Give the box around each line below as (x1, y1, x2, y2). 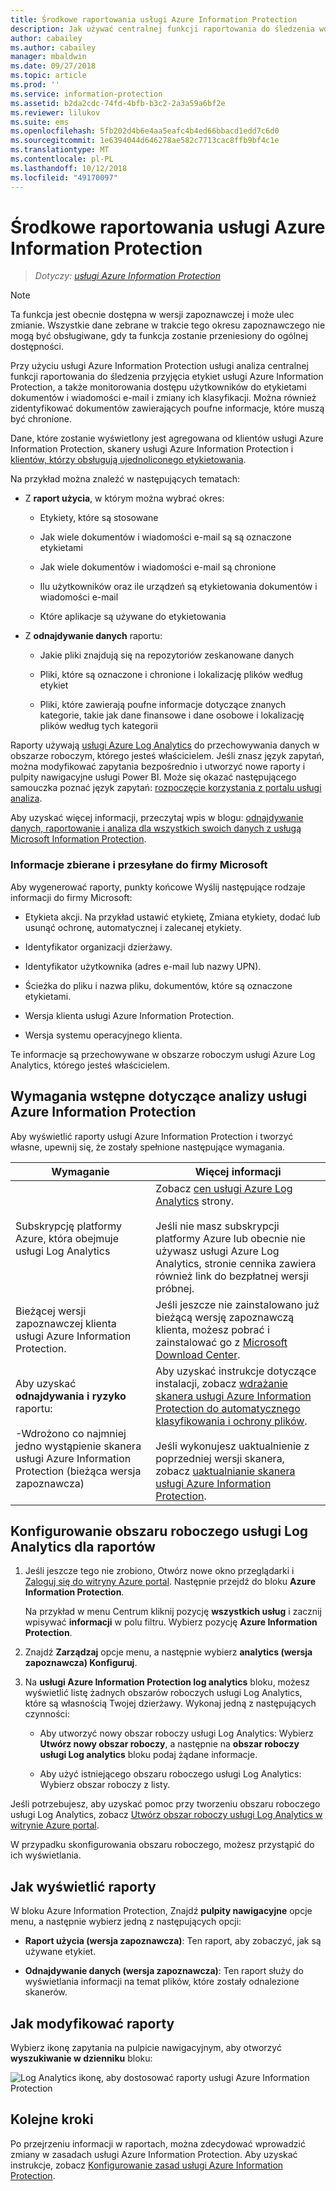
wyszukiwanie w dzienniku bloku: (10, 2052, 153, 2064)
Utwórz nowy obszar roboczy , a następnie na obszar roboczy (39, 1738, 300, 1750)
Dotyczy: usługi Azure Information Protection (34, 270, 221, 282)
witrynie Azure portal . (10, 1819, 100, 1831)
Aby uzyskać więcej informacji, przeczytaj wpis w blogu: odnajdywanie (10, 812, 304, 824)
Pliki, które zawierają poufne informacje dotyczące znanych (39, 699, 287, 711)
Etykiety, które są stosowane (39, 512, 159, 524)
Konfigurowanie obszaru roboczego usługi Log (10, 1522, 309, 1540)
